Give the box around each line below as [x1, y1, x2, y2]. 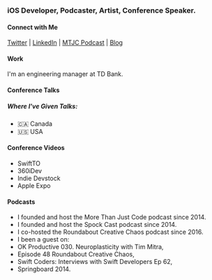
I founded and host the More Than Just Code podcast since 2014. [17, 213, 206, 221]
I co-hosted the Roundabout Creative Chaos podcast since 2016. [17, 228, 204, 236]
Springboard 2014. [17, 265, 71, 274]
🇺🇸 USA [17, 127, 43, 135]
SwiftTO [17, 159, 40, 168]
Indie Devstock [17, 174, 61, 183]
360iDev [17, 167, 43, 175]
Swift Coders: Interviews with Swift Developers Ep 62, [17, 258, 173, 266]
